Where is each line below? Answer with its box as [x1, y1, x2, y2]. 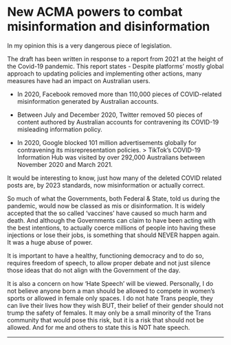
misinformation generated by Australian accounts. [16, 97, 159, 105]
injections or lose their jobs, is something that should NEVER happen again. [7, 231, 220, 239]
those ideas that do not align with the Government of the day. [7, 266, 181, 274]
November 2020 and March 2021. [16, 160, 113, 168]
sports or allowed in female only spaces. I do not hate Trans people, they [7, 293, 213, 302]
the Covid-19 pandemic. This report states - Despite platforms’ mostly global [7, 62, 224, 70]
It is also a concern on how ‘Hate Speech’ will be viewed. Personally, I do [7, 279, 214, 287]
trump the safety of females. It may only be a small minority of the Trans [7, 309, 212, 317]
